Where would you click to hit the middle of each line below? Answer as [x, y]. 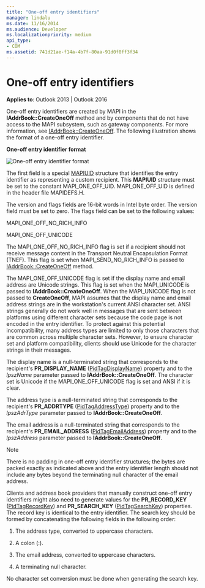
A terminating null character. [51, 567]
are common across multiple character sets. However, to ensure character [100, 337]
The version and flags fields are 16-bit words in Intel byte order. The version [102, 204]
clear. [13, 388]
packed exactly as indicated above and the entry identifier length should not [102, 468]
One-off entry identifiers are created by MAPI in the [71, 111]
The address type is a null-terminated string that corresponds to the [92, 400]
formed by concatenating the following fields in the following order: [91, 519]
